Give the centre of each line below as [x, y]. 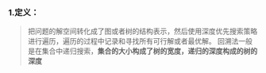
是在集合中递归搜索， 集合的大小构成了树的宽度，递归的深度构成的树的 [143, 51]
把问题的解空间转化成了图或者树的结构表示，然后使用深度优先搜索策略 [143, 31]
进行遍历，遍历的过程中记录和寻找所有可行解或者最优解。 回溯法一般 [140, 41]
